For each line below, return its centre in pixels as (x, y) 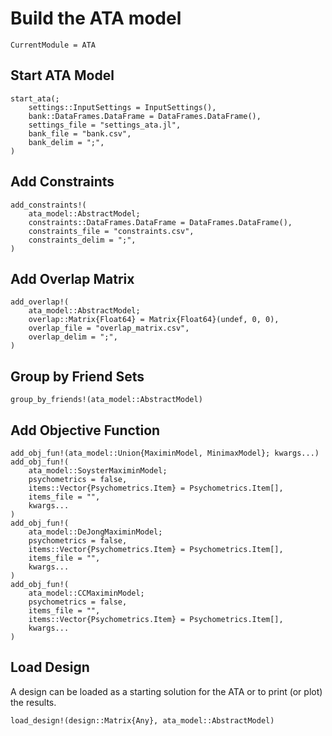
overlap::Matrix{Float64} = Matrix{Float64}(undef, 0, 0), (154, 320)
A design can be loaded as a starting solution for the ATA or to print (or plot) (166, 691)
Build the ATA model (96, 18)
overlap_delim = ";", (73, 337)
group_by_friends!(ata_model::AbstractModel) (106, 400)
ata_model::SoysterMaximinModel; (98, 471)
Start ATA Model (62, 75)
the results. (33, 702)
